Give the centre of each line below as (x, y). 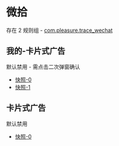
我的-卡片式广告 (36, 51)
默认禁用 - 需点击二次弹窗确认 (43, 66)
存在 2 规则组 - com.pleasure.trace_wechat (59, 30)
